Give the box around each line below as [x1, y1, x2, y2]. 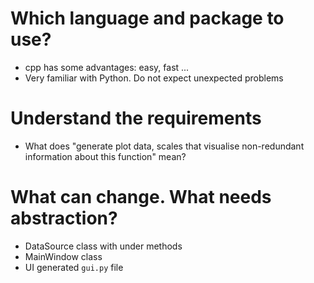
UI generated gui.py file [24, 261, 124, 273]
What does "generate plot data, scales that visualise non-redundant [24, 140, 305, 152]
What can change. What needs [10, 186, 272, 209]
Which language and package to [10, 7, 285, 30]
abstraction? [10, 207, 118, 230]
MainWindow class [24, 250, 103, 262]
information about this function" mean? [24, 150, 187, 162]
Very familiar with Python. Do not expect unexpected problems [24, 72, 284, 84]
